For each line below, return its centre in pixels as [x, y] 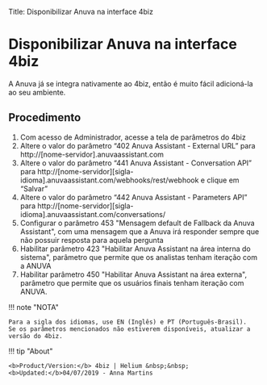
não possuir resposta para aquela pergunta [92, 240]
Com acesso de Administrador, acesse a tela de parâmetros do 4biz [133, 137]
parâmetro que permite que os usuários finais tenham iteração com [132, 282]
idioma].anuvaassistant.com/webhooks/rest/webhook [109, 180]
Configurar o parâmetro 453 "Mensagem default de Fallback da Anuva [138, 223]
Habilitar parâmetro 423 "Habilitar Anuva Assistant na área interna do [136, 249]
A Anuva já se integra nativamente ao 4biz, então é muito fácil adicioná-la [131, 83]
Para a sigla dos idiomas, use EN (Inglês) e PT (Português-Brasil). [128, 322]
